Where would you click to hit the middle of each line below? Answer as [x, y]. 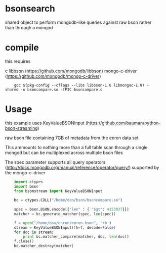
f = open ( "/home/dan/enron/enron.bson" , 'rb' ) [63, 223]
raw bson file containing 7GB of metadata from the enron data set [72, 138]
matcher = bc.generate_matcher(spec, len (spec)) [65, 214]
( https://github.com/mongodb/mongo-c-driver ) [53, 76]
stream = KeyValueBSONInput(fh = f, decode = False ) [65, 228]
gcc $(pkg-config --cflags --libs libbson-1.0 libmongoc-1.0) [79, 85]
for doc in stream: [34, 232]
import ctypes [28, 182]
